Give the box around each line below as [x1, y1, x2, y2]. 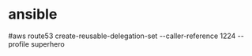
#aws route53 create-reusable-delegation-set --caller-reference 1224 [8, 31, 236, 40]
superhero [31, 39, 65, 48]
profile [8, 39, 30, 48]
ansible [8, 5, 58, 23]
